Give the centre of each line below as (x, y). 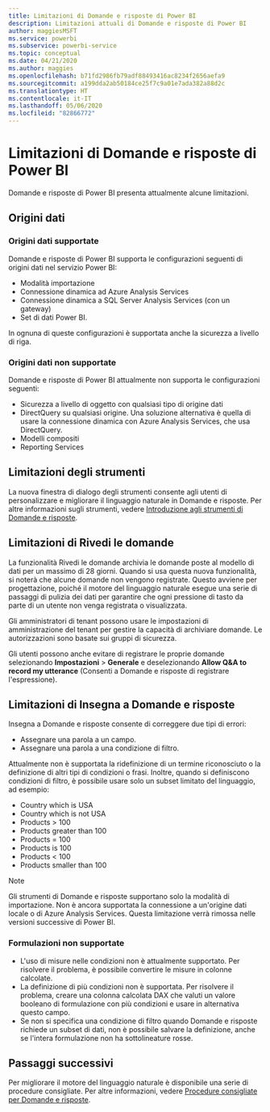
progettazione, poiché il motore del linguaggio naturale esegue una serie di (133, 588)
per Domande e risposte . (50, 1100)
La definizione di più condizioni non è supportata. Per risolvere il (127, 986)
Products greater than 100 (63, 831)
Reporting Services (52, 447)
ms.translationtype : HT (48, 91)
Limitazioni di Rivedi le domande (91, 543)
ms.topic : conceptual (45, 53)
